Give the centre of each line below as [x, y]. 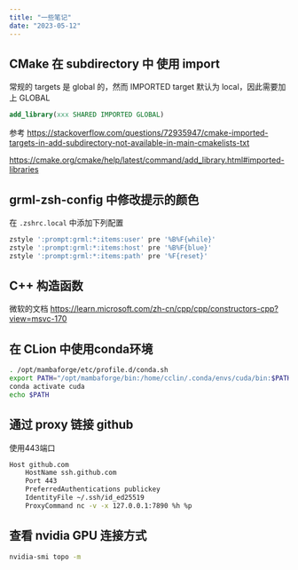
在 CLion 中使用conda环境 [81, 348]
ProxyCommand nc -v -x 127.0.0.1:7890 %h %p [109, 506]
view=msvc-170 [38, 319]
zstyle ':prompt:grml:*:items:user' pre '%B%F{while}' [113, 240]
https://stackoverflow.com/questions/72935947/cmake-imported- [147, 133]
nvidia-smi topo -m [45, 557]
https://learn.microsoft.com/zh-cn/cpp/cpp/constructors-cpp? [165, 309]
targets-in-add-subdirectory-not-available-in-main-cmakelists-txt [129, 143]
